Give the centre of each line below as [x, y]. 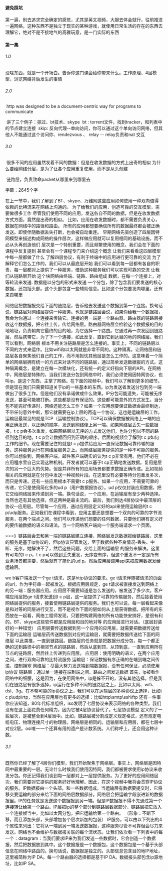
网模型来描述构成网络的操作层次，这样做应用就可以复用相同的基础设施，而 [82, 238]
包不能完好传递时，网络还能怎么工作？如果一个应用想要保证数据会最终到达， [84, 406]
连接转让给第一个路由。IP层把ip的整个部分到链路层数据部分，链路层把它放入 [83, 807]
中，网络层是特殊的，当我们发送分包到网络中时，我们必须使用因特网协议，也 [84, 375]
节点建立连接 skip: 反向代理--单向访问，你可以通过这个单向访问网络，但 [84, 129]
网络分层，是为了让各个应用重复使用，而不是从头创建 [73, 169]
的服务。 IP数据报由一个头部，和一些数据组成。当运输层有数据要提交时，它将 [84, 788]
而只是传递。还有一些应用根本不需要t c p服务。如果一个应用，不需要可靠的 [82, 481]
